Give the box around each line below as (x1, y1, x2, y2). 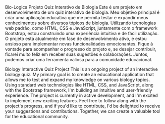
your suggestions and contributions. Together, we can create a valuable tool (5, 108, 161, 114)
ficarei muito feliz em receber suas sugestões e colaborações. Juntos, (5, 51, 149, 57)
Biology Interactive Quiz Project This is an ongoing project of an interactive (5, 66, 158, 72)
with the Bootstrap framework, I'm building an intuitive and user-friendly (5, 87, 152, 93)
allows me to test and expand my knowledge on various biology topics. (5, 77, 150, 83)
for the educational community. (5, 114, 69, 119)
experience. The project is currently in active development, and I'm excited (5, 92, 158, 98)
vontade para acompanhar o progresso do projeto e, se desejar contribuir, (5, 46, 157, 52)
